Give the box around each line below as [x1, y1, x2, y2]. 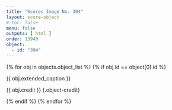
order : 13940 [6, 36, 39, 42]
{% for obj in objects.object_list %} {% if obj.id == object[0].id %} [6, 63, 167, 70]
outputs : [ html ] [6, 31, 52, 37]
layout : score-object [6, 14, 60, 20]
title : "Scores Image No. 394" [6, 8, 84, 15]
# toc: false [6, 20, 39, 25]
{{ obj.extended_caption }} [6, 75, 71, 82]
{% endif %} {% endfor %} [6, 98, 72, 105]
